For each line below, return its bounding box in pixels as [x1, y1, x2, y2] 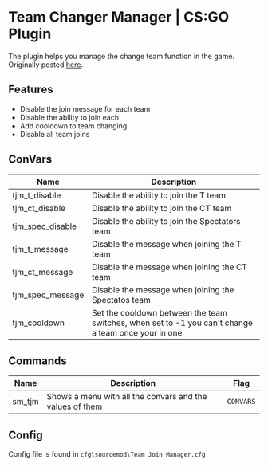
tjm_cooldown [12, 317, 65, 328]
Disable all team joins [19, 129, 90, 139]
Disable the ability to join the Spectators [91, 215, 241, 226]
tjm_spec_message [12, 289, 85, 300]
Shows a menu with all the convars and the [46, 391, 207, 402]
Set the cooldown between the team [91, 307, 227, 318]
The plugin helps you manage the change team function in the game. [8, 51, 235, 61]
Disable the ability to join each [19, 112, 120, 122]
